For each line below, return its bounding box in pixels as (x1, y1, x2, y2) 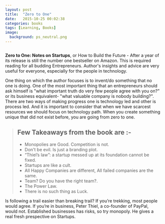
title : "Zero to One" (5, 12, 52, 17)
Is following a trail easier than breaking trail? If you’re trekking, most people (5, 197, 158, 204)
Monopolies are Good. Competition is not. (24, 141, 109, 147)
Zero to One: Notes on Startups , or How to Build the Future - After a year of (5, 52, 159, 58)
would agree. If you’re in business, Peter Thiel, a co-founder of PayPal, (5, 203, 149, 209)
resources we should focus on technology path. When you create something (5, 109, 161, 114)
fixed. (24, 157, 36, 163)
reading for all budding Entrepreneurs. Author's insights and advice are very (5, 62, 160, 69)
